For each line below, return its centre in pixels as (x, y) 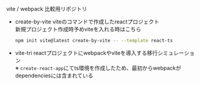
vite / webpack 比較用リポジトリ (47, 9)
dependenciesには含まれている (54, 75)
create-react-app (42, 68)
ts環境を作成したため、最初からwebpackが (128, 68)
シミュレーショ (176, 52)
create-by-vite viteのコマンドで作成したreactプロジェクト (87, 22)
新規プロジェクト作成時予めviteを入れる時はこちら (78, 29)
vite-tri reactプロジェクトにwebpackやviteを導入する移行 (86, 52)
